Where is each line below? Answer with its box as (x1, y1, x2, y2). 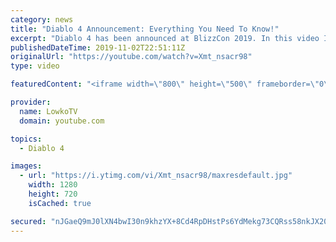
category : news (10, 14, 74, 25)
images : (10, 161, 43, 171)
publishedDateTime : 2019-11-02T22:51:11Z (10, 42, 186, 53)
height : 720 (28, 189, 78, 199)
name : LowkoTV (19, 106, 78, 116)
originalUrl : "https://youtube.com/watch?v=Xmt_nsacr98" (10, 52, 253, 62)
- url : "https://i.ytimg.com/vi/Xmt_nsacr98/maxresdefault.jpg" (19, 171, 293, 181)
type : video (10, 61, 60, 71)
